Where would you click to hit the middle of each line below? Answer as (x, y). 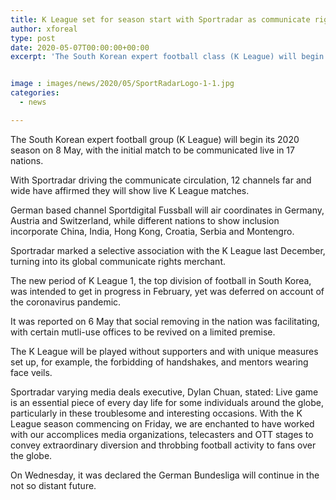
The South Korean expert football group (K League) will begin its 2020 (155, 139)
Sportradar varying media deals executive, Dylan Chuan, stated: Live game (164, 392)
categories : (35, 93)
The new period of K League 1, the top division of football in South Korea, (161, 280)
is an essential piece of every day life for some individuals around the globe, (167, 402)
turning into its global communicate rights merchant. (118, 261)
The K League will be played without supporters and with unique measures (164, 351)
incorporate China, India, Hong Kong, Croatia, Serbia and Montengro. (152, 231)
